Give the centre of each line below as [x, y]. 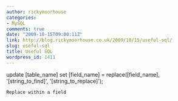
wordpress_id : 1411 [31, 57]
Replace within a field [36, 92]
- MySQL [16, 23]
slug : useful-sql [28, 46]
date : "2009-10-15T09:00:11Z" [45, 35]
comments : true [26, 29]
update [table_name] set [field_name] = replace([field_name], [83, 74]
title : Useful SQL [29, 52]
